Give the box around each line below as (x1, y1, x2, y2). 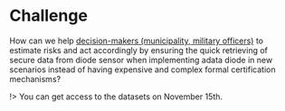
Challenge (9, 5, 89, 26)
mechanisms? (9, 73, 62, 84)
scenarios (9, 64, 47, 75)
